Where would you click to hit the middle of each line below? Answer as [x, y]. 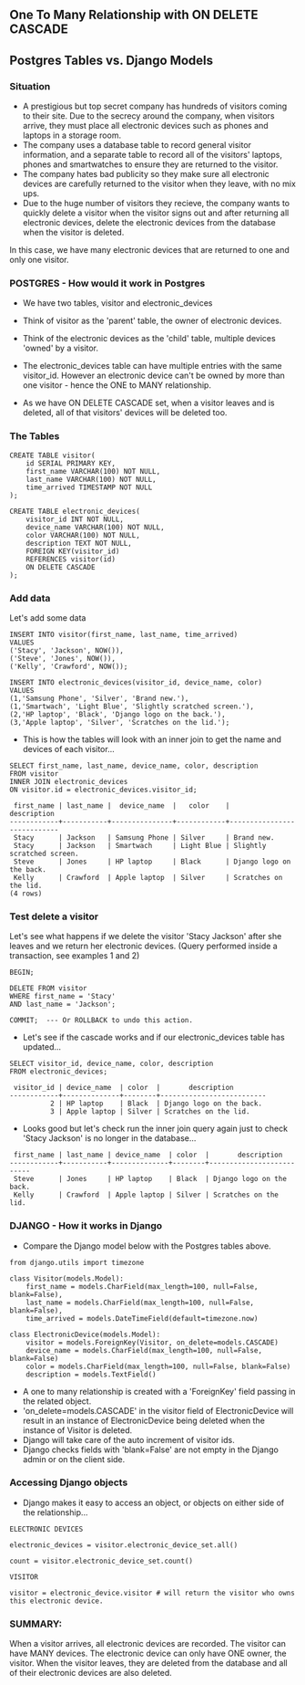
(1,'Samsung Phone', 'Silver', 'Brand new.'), [99, 698]
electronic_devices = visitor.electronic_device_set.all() [124, 1545]
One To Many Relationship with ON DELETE [134, 15]
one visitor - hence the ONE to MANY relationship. [117, 385]
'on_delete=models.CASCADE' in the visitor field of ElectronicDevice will [158, 1410]
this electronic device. [56, 1601]
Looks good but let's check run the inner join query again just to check [155, 1129]
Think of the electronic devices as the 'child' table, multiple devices [149, 339]
